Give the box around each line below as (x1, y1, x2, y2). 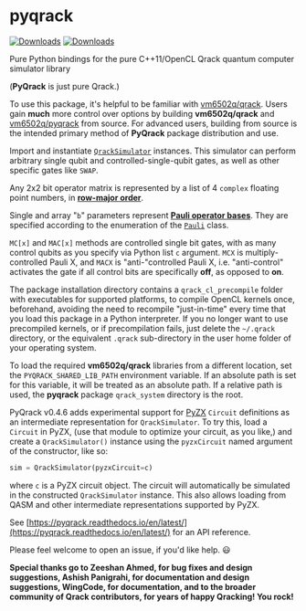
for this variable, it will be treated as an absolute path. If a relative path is (9, 379, 283, 390)
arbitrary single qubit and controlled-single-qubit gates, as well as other (9, 154, 280, 165)
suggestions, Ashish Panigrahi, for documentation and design (9, 572, 249, 583)
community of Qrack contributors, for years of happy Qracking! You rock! (9, 591, 294, 602)
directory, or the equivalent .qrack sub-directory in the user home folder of (9, 332, 292, 343)
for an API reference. (172, 526, 251, 537)
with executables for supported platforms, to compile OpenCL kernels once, (9, 293, 295, 304)
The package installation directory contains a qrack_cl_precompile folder (9, 284, 283, 295)
